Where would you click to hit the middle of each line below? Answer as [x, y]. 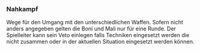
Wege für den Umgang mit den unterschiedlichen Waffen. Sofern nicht [95, 22]
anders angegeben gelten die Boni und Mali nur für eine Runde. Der [91, 29]
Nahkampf [22, 9]
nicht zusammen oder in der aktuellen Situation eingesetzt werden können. [100, 42]
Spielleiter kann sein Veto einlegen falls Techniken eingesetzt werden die [98, 35]
